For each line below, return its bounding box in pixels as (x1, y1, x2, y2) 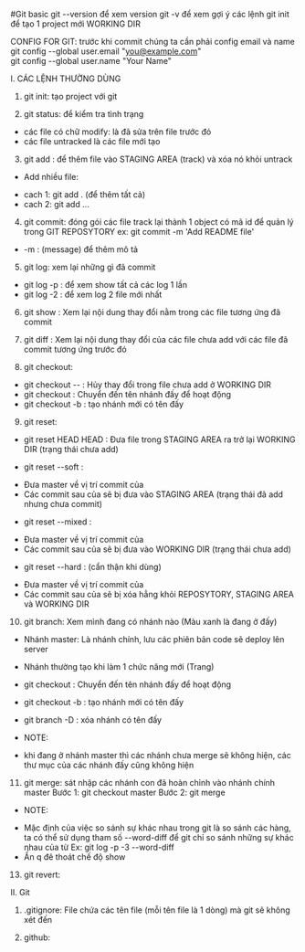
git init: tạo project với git (23, 91, 118, 101)
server (23, 644, 48, 654)
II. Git (10, 887, 30, 897)
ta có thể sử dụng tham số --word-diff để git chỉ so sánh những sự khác (23, 832, 295, 842)
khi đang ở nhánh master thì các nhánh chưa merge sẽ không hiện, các (23, 750, 291, 760)
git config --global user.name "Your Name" (10, 56, 173, 66)
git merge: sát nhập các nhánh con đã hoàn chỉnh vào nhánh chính (23, 777, 276, 788)
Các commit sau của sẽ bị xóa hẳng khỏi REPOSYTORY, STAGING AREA (23, 589, 295, 599)
